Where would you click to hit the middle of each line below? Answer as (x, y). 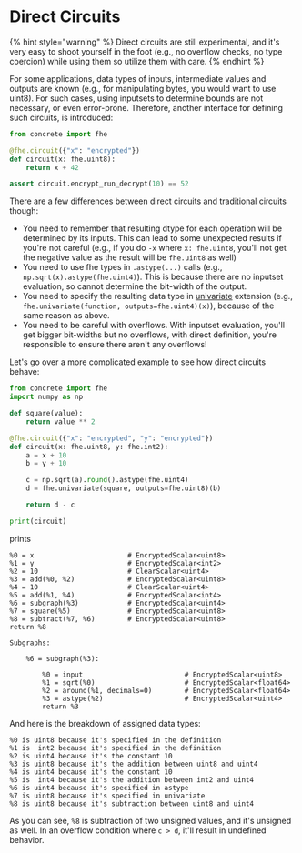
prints (20, 538)
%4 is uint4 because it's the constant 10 (91, 772)
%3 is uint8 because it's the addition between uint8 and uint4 (134, 764)
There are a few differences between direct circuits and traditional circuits (148, 201)
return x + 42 (52, 167)
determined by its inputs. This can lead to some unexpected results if (152, 238)
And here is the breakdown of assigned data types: (106, 723)
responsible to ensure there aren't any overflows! (115, 345)
